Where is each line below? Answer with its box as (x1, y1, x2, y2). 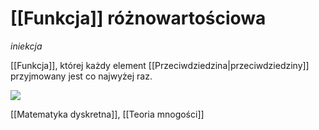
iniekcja (10, 40, 43, 52)
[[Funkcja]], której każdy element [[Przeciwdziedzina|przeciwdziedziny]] (10, 59, 310, 71)
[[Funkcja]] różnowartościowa (10, 7, 267, 30)
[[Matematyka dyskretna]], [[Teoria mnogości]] (10, 108, 205, 120)
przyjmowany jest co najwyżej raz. (10, 70, 153, 82)
